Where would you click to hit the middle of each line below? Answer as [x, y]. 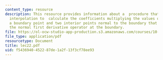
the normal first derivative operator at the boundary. [67, 28]
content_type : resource [29, 9]
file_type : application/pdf [33, 37]
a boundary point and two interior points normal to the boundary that [83, 23]
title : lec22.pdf [23, 45]
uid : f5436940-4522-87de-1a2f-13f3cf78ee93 [50, 50]
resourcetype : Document [29, 41]
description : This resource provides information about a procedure [77, 14]
